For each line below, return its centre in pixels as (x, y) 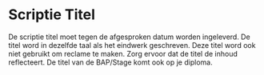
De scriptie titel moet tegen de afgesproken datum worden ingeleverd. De (129, 37)
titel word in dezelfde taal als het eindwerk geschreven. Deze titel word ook (132, 45)
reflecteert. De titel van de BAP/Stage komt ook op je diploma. (111, 62)
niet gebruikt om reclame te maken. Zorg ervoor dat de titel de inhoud (123, 53)
